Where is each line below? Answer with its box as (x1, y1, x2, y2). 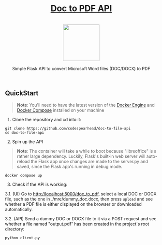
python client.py (5, 235, 40, 240)
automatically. (5, 206, 33, 212)
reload (16, 158, 30, 164)
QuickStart (5, 89, 39, 98)
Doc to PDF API (50, 3, 112, 14)
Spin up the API (12, 139, 44, 145)
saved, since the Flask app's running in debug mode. (16, 163, 122, 169)
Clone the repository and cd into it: (12, 116, 81, 122)
